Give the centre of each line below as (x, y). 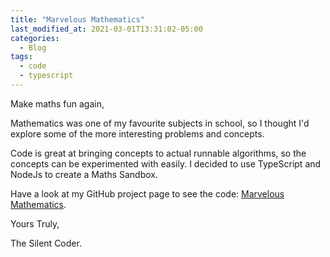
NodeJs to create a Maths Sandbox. (84, 174)
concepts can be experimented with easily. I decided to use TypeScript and (166, 163)
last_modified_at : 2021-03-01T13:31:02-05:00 (106, 29)
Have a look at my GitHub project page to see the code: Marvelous (147, 193)
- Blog (33, 47)
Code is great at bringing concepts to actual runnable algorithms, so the (158, 153)
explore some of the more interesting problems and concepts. (137, 133)
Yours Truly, (35, 223)
